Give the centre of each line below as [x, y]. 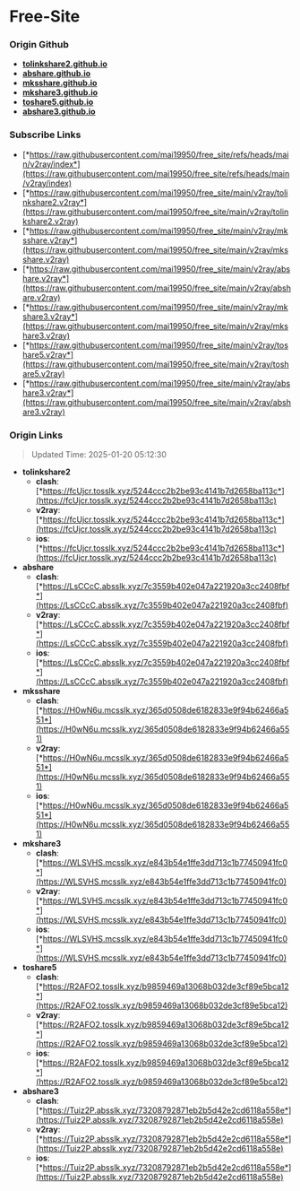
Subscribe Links [45, 135]
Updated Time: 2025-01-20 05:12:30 [99, 455]
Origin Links [36, 435]
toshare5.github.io [58, 102]
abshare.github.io [56, 74]
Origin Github [39, 45]
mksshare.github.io [60, 83]
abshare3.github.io [59, 112]
